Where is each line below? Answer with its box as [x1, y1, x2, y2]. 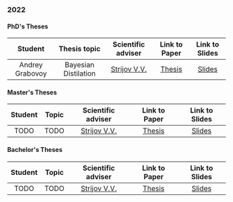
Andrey [19, 60, 43, 70]
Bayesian [64, 60, 95, 70]
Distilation [63, 69, 96, 78]
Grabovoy [15, 69, 47, 78]
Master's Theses [7, 88, 58, 96]
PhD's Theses [7, 22, 49, 31]
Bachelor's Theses [7, 145, 62, 153]
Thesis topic [58, 44, 101, 53]
